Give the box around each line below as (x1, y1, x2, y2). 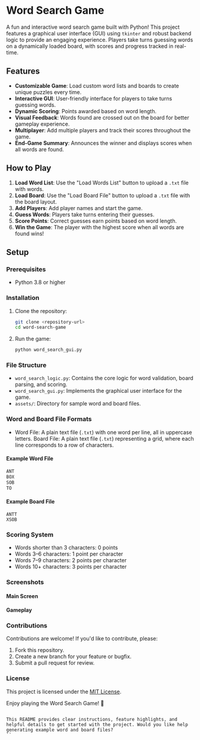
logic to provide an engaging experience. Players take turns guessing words (6, 36, 193, 43)
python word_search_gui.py (14, 347, 82, 353)
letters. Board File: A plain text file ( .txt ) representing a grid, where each (14, 435, 194, 442)
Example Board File (6, 498, 55, 505)
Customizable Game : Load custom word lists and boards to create (14, 82, 179, 89)
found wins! (14, 230, 44, 237)
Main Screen (6, 593, 39, 600)
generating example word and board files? (6, 727, 113, 733)
